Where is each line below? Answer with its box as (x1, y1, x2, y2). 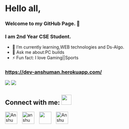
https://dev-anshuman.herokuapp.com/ (5, 69, 102, 76)
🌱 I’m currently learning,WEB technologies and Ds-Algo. (12, 44, 125, 50)
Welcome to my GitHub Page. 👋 (5, 20, 80, 27)
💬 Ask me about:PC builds (12, 49, 65, 55)
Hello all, (5, 3, 41, 14)
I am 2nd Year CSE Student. (5, 33, 72, 40)
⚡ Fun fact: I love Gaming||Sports (12, 55, 79, 61)
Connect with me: (5, 98, 60, 107)
